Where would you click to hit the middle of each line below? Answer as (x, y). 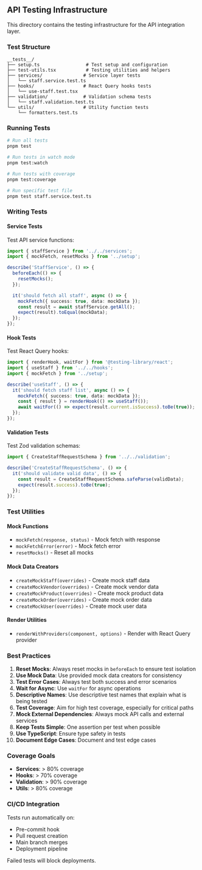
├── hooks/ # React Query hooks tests (79, 86)
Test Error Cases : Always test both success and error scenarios (96, 682)
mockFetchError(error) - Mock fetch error (68, 546)
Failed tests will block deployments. (51, 860)
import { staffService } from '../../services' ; (70, 251)
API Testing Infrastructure (57, 10)
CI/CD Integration (33, 804)
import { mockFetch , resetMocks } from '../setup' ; (74, 257)
